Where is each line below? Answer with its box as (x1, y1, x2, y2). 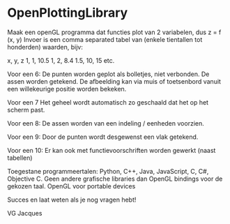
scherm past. (7, 105, 45, 114)
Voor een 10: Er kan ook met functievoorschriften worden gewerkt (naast (7, 146, 216, 154)
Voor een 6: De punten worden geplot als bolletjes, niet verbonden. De (7, 70, 210, 78)
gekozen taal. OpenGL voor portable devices (7, 181, 136, 190)
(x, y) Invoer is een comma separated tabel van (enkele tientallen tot (7, 35, 203, 43)
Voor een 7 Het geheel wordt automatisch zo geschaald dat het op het (7, 98, 209, 106)
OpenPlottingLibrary (7, 5, 128, 21)
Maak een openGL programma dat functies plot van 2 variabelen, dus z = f (7, 28, 222, 36)
